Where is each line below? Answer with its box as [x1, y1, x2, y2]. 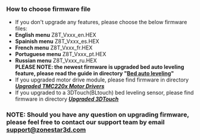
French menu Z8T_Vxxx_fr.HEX [14, 44, 93, 51]
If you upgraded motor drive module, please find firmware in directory [14, 76, 189, 83]
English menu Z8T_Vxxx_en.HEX [14, 31, 96, 39]
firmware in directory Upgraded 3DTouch [14, 95, 119, 103]
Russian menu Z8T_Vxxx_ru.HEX [14, 57, 98, 65]
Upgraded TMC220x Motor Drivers [14, 83, 105, 90]
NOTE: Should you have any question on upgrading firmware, [6, 110, 189, 119]
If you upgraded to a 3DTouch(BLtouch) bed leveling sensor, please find [14, 89, 194, 97]
